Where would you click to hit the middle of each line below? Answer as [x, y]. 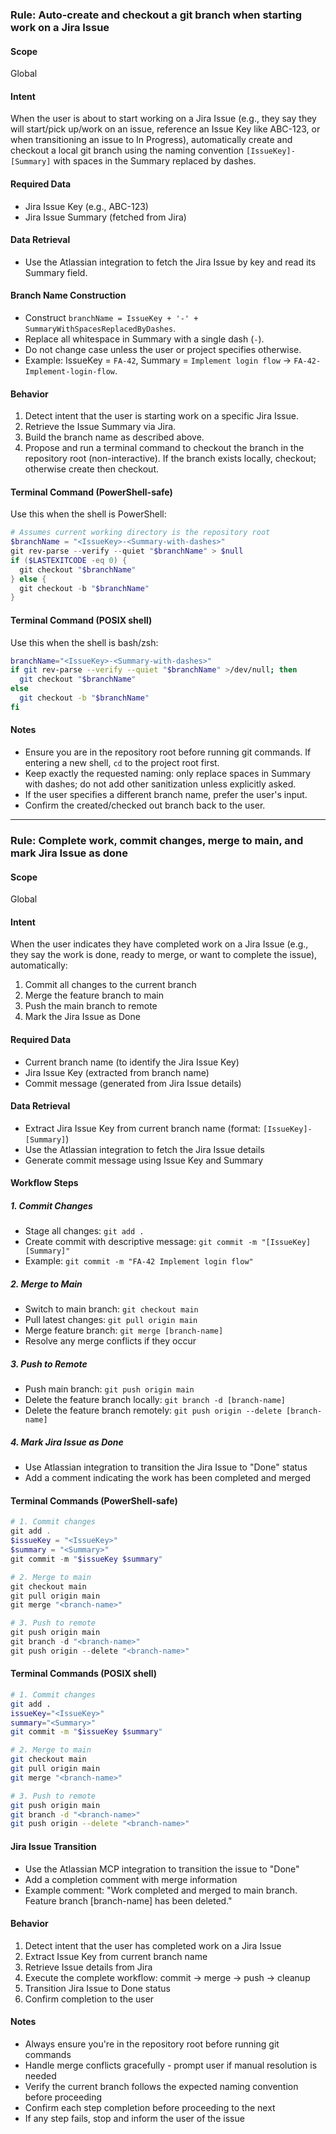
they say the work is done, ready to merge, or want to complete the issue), [164, 955]
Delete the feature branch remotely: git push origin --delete [153, 1410]
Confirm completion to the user [89, 1999]
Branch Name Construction [68, 295]
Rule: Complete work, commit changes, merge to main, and [157, 840]
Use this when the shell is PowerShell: [88, 514]
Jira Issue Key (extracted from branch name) [117, 1072]
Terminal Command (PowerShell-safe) [91, 492]
